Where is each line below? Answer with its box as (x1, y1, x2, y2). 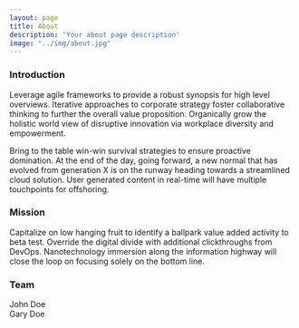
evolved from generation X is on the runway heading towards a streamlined (9, 164, 290, 175)
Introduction (9, 69, 65, 82)
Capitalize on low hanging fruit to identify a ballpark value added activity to (9, 227, 289, 237)
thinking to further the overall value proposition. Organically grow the (9, 108, 267, 119)
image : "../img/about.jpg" (9, 38, 111, 48)
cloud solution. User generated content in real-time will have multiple (9, 174, 267, 185)
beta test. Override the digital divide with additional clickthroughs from (9, 236, 273, 247)
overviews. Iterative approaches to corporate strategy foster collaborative (9, 99, 285, 110)
